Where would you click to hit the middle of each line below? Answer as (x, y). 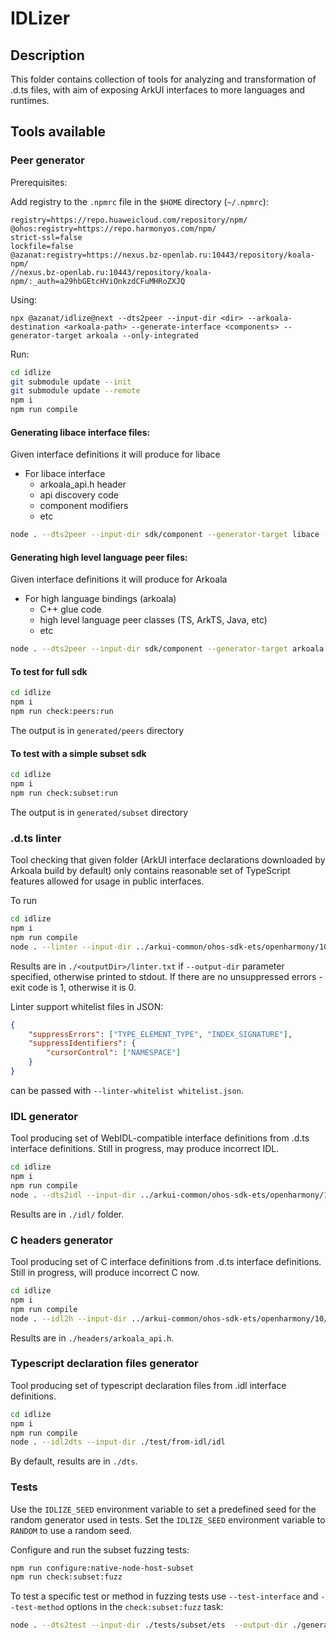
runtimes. (30, 100)
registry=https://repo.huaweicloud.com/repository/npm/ (129, 220)
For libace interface (65, 474)
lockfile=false (42, 246)
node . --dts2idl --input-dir (73, 1195)
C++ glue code (70, 609)
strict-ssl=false (46, 237)
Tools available (58, 132)
